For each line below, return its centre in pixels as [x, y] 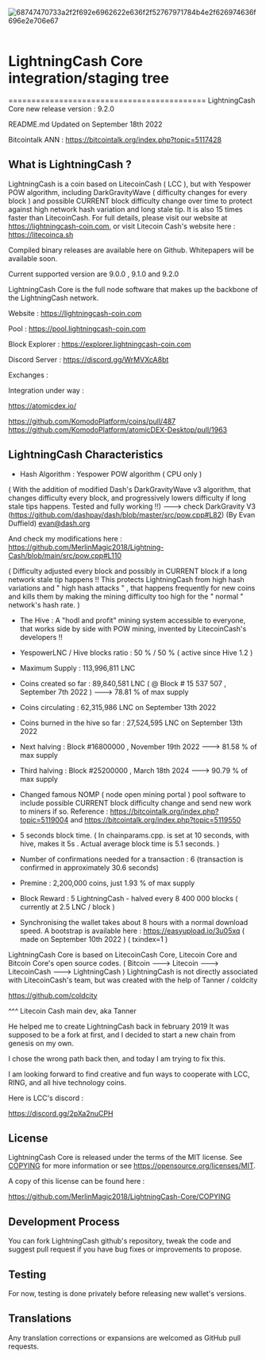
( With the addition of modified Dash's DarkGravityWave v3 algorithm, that [130, 489]
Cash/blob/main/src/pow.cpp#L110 [65, 555]
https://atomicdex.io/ [42, 405]
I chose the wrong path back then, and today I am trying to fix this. [117, 1058]
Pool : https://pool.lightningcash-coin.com [77, 328]
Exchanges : [29, 375]
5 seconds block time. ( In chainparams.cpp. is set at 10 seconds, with [135, 835]
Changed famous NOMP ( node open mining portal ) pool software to [133, 794]
